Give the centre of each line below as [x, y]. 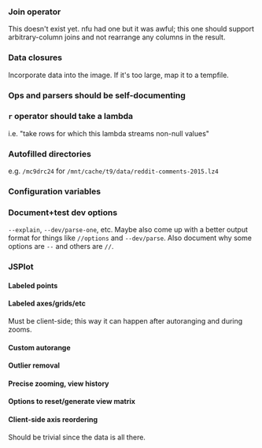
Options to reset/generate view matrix [72, 402]
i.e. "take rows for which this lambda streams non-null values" [109, 133]
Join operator [35, 12]
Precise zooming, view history [59, 383]
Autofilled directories [50, 154]
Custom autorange [39, 347]
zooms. [20, 330]
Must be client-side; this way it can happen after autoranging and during [125, 321]
